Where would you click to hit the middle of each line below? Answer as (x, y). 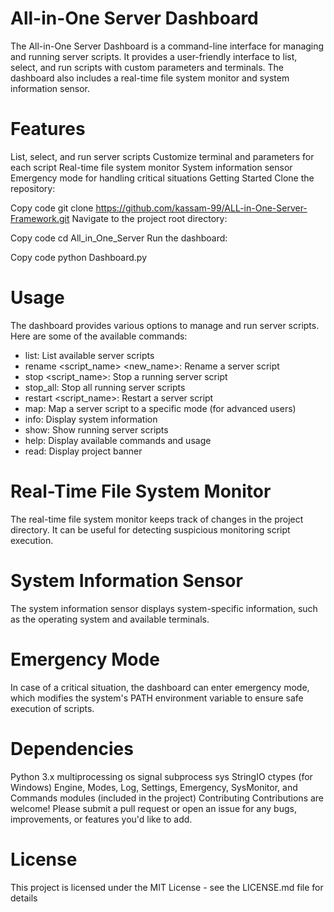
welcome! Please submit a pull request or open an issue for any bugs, (153, 808)
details (24, 898)
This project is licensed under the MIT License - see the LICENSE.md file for (167, 887)
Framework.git (40, 218)
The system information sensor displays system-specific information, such (164, 608)
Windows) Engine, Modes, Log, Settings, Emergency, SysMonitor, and (154, 787)
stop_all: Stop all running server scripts (105, 387)
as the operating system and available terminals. (110, 619)
